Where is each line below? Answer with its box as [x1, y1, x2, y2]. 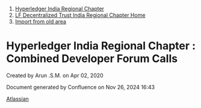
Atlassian [6, 95, 29, 102]
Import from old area [14, 18, 66, 25]
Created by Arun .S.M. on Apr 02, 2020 [6, 72, 104, 79]
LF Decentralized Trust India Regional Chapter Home [14, 11, 146, 19]
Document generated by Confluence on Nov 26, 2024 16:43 [6, 83, 155, 91]
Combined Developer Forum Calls [6, 52, 178, 66]
